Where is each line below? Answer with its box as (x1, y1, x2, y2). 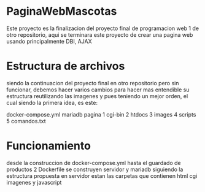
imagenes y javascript (6, 179, 62, 186)
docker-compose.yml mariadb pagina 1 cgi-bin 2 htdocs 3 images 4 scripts (6, 110, 196, 118)
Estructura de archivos (6, 60, 125, 73)
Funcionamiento (6, 139, 91, 153)
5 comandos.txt (6, 117, 46, 125)
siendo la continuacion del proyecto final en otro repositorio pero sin (6, 79, 179, 86)
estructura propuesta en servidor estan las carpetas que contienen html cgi (6, 172, 198, 179)
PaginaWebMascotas (6, 4, 117, 18)
